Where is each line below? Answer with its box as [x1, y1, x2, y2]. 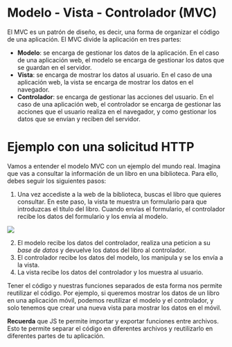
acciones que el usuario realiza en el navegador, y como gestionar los [17, 107, 217, 116]
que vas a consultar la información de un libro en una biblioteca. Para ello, [7, 169, 219, 177]
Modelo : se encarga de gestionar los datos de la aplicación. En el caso [17, 48, 220, 57]
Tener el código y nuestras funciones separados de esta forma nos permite [7, 281, 223, 290]
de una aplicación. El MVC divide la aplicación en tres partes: [7, 35, 181, 43]
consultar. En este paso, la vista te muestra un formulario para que [17, 197, 207, 206]
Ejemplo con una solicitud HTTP [7, 139, 195, 155]
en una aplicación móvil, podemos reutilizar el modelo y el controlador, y [7, 296, 214, 304]
